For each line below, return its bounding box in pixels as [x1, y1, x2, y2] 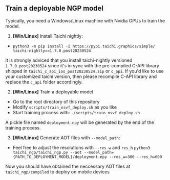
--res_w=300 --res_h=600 [109, 154, 162, 160]
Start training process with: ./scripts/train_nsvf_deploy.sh [12, 109, 140, 115]
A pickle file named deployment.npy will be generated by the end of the [5, 119, 155, 125]
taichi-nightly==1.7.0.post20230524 [12, 48, 91, 53]
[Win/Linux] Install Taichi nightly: [12, 33, 83, 39]
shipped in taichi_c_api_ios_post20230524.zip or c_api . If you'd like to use [5, 68, 164, 74]
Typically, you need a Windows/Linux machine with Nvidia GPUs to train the [5, 17, 165, 23]
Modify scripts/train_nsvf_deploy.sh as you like [12, 104, 117, 110]
